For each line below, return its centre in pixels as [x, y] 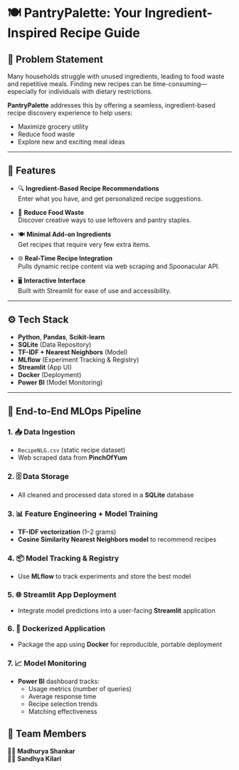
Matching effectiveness [63, 712]
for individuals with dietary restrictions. [96, 91]
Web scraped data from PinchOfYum [73, 458]
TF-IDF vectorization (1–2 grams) [67, 532]
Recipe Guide [100, 33]
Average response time [62, 697]
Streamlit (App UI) [45, 367]
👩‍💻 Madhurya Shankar [42, 751]
